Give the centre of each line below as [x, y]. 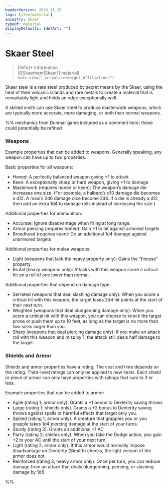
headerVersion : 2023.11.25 [33, 10]
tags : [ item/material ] [29, 15]
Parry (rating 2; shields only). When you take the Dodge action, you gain [87, 435]
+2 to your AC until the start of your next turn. [59, 440]
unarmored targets [32, 239]
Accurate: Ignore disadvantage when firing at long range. [71, 223]
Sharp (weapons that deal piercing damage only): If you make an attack [86, 332]
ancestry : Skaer [22, 19]
